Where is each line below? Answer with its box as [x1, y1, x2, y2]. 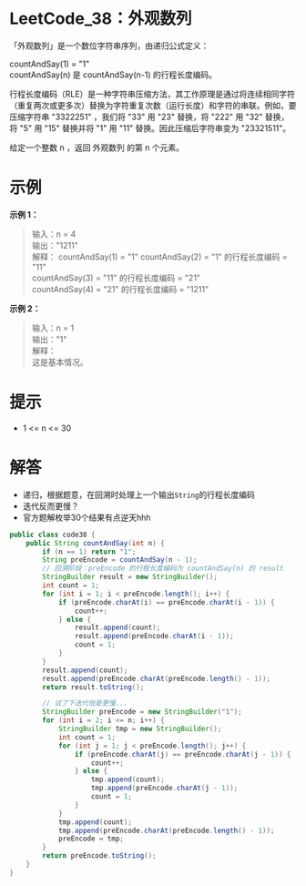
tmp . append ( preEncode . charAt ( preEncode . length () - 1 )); [57, 826, 275, 835]
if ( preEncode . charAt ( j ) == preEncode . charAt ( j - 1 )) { [74, 749, 291, 759]
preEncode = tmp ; [57, 834, 125, 843]
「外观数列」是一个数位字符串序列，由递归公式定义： [9, 40, 209, 51]
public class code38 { [9, 530, 96, 539]
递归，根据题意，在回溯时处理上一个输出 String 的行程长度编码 [22, 489, 255, 500]
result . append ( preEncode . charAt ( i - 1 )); [74, 632, 234, 641]
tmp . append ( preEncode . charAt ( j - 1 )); [90, 784, 239, 793]
